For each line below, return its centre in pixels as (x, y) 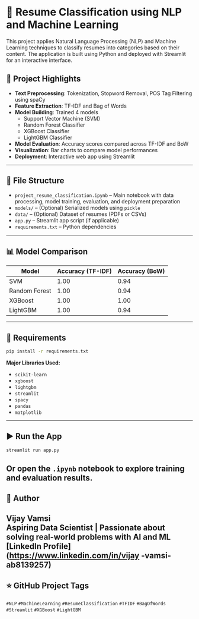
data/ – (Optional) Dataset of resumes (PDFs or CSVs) (81, 214)
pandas (23, 407)
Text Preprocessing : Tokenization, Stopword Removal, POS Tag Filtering (103, 93)
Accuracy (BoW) (141, 271)
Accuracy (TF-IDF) (84, 271)
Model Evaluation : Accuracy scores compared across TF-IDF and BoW (102, 144)
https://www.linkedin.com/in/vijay (74, 555)
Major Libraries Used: (33, 363)
